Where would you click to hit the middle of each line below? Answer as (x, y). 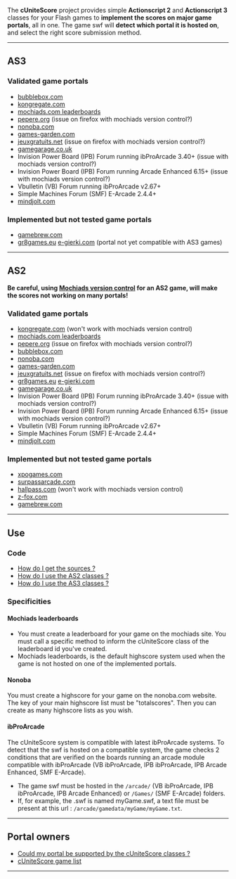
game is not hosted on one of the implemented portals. (97, 664)
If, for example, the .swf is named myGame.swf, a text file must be (113, 800)
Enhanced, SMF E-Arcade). (47, 772)
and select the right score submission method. (74, 32)
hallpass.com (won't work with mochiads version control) (100, 489)
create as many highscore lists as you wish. (70, 710)
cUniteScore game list (50, 861)
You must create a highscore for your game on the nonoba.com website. (112, 695)
